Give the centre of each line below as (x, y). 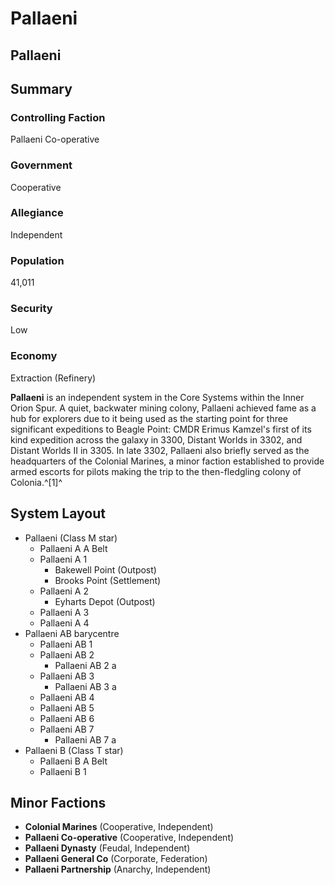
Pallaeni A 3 (64, 612)
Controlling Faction (58, 117)
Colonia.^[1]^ (36, 482)
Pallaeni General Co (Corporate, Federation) (116, 859)
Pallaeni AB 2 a (85, 665)
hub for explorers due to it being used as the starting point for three (149, 418)
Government (41, 165)
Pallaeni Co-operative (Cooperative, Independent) (129, 838)
